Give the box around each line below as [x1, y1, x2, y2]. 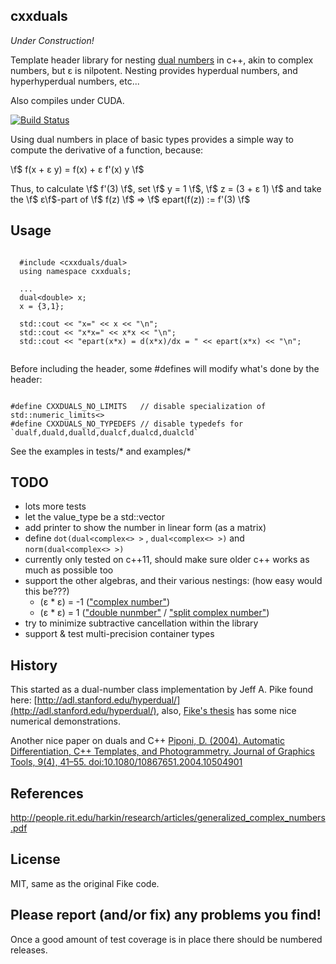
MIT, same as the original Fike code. [10, 877, 160, 889]
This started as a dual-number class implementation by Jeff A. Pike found [10, 684, 314, 696]
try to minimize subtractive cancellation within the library [24, 617, 259, 629]
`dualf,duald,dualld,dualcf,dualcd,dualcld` [10, 427, 199, 438]
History [10, 657, 58, 674]
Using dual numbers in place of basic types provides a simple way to [10, 133, 294, 145]
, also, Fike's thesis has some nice [156, 705, 297, 717]
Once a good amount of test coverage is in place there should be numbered [10, 933, 323, 945]
